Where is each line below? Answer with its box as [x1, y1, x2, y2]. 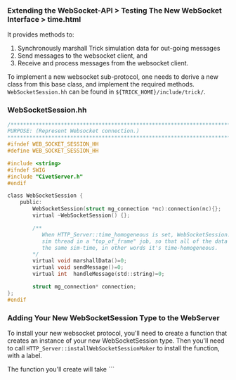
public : [20, 199, 42, 206]
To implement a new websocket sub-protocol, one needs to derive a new [7, 72, 219, 81]
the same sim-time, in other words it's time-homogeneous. [41, 244, 218, 251]
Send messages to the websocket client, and [17, 51, 147, 60]
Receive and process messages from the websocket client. [17, 59, 189, 68]
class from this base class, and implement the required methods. [7, 80, 195, 89]
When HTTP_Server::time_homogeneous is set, [41, 231, 174, 238]
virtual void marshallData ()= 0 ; [32, 258, 128, 265]
